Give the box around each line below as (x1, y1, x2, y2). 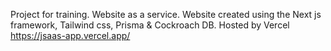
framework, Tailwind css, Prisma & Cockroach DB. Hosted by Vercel (10, 19, 290, 31)
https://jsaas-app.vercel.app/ (10, 30, 131, 41)
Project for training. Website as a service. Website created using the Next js (10, 9, 322, 20)
